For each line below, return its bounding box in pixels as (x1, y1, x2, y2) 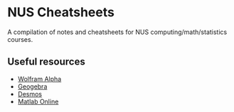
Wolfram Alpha (17, 74, 62, 83)
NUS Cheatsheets (7, 4, 115, 21)
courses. (7, 35, 33, 43)
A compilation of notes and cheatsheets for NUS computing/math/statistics (7, 28, 228, 36)
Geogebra (17, 82, 48, 91)
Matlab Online (17, 97, 59, 106)
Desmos (17, 89, 43, 98)
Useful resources (7, 56, 85, 68)
